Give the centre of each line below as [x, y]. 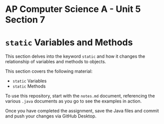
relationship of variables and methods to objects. [56, 62]
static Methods [29, 86]
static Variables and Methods [69, 43]
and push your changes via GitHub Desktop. [51, 116]
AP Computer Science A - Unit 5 [73, 9]
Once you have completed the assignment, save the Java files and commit [82, 111]
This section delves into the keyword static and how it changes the [75, 56]
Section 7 [25, 20]
